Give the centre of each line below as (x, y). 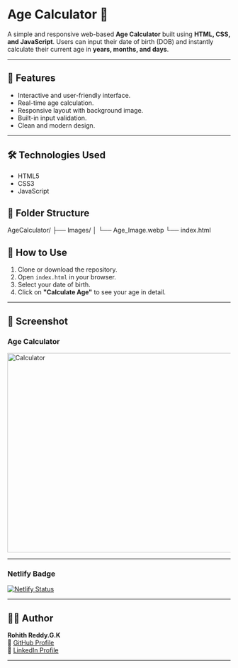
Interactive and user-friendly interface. (74, 95)
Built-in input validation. (52, 118)
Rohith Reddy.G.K (34, 635)
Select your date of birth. (54, 285)
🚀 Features (32, 78)
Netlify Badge (32, 574)
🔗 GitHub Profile (31, 642)
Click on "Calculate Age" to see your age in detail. (92, 292)
